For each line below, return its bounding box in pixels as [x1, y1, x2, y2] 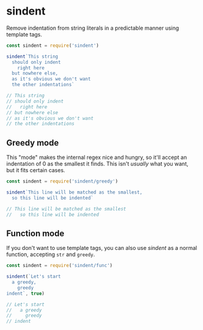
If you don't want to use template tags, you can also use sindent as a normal [6, 244, 198, 252]
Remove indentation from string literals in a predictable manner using [6, 24, 179, 32]
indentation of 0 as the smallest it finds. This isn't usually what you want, [6, 160, 188, 167]
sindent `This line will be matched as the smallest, [6, 189, 143, 195]
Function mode [6, 228, 65, 238]
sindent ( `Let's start [6, 274, 61, 280]
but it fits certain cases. [6, 167, 66, 174]
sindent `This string [6, 53, 59, 59]
